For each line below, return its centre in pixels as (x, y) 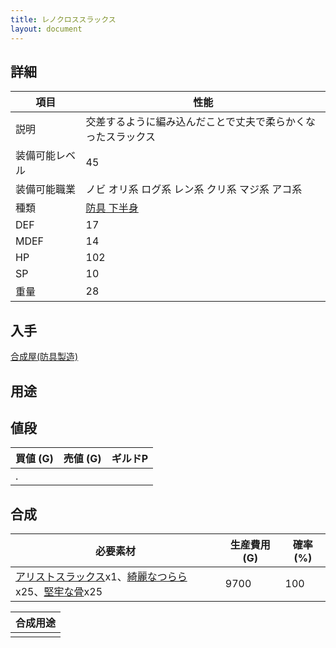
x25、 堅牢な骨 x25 (59, 592)
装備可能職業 (46, 189)
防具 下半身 (112, 208)
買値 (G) (34, 459)
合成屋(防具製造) (44, 357)
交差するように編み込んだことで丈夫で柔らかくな (201, 122)
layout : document (46, 29)
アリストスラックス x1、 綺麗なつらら (101, 577)
